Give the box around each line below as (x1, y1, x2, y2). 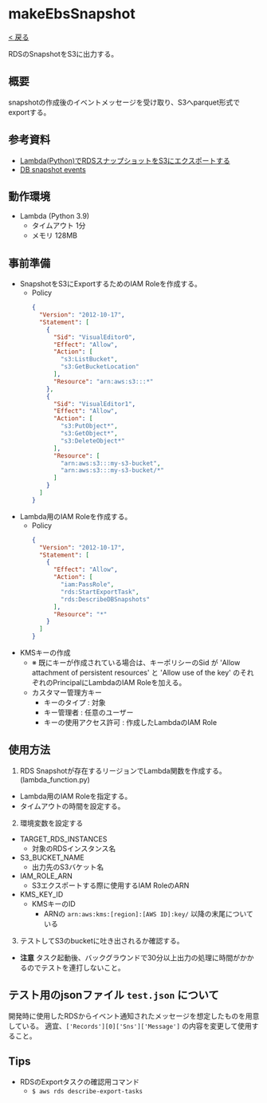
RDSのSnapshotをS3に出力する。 (8, 49, 119, 58)
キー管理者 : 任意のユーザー (43, 707, 134, 718)
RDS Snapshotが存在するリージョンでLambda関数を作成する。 (19, 766, 226, 775)
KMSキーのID (31, 899, 76, 908)
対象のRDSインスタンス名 (31, 843, 116, 853)
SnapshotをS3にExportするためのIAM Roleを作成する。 (19, 279, 202, 289)
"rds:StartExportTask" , (60, 588, 139, 596)
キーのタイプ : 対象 (43, 698, 106, 707)
